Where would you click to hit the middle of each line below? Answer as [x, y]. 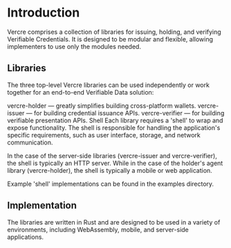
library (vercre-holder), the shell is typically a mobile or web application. [110, 170]
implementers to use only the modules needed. [74, 46]
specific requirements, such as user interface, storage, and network [104, 135]
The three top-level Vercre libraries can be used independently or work [108, 85]
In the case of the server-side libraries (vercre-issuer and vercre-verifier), [112, 155]
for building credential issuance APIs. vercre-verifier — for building [129, 113]
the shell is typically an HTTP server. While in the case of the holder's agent [115, 163]
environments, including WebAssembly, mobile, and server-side [98, 229]
